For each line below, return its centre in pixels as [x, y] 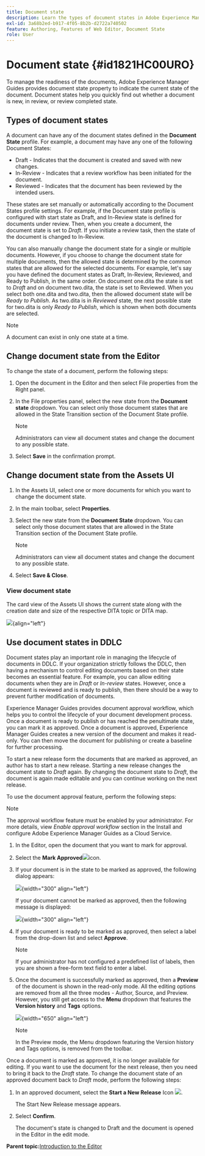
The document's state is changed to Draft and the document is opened [104, 1128]
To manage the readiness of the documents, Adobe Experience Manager [98, 82]
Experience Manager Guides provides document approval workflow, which [100, 708]
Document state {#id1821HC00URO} [100, 65]
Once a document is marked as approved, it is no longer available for [93, 1060]
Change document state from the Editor [83, 356]
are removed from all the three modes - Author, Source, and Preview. [102, 992]
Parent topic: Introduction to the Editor [54, 1146]
